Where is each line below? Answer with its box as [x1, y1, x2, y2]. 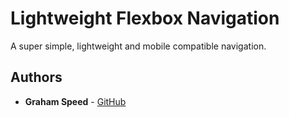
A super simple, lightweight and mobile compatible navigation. [10, 40, 267, 52]
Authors [10, 69, 63, 86]
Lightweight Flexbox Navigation [10, 7, 280, 30]
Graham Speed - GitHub [24, 95, 127, 107]
